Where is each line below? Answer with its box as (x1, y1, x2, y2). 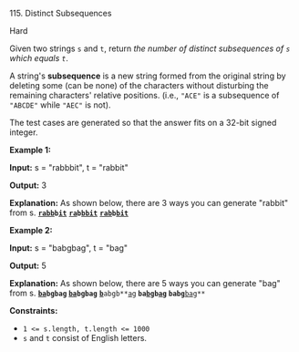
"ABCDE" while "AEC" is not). (9, 99, 111, 110)
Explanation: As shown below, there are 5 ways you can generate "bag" (9, 278, 281, 288)
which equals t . (9, 53, 68, 63)
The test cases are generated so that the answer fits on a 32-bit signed (9, 118, 277, 128)
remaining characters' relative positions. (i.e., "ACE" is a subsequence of (9, 90, 280, 100)
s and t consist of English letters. (22, 333, 148, 343)
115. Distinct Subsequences (9, 8, 112, 18)
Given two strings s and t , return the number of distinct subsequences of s (9, 43, 291, 54)
